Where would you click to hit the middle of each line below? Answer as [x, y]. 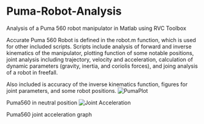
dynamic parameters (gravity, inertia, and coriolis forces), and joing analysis [102, 66]
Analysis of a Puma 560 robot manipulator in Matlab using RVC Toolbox [96, 28]
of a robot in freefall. [32, 72]
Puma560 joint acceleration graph [49, 114]
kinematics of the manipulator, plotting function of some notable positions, [100, 53]
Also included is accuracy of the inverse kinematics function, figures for [97, 84]
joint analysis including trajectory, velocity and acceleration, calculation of [100, 59]
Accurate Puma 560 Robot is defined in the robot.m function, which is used [101, 40]
